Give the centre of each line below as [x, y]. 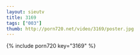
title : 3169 [21, 18]
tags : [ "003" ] [24, 23]
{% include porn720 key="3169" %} [51, 46]
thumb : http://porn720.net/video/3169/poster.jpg [70, 29]
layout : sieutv [25, 12]
